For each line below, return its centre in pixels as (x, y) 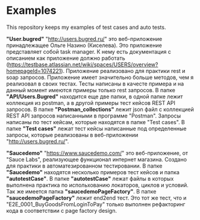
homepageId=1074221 (34, 71)
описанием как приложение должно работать (66, 58)
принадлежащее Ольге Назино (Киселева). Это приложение (84, 45)
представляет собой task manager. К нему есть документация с (89, 51)
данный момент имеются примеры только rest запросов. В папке (91, 90)
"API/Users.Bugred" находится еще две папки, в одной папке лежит (95, 96)
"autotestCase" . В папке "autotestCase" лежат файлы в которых (90, 178)
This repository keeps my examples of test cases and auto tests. (86, 27)
